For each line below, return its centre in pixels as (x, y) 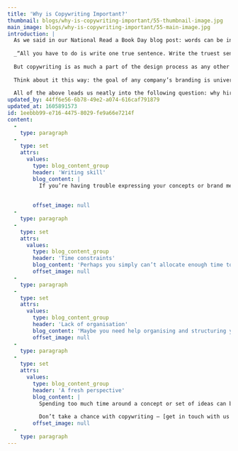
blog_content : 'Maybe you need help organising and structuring (130, 331)
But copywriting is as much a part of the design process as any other (122, 67)
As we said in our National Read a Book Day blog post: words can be (118, 40)
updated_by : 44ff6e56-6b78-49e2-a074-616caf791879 (84, 100)
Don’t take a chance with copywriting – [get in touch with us (134, 417)
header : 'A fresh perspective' (79, 390)
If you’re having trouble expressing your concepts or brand (131, 185)
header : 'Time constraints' (74, 259)
